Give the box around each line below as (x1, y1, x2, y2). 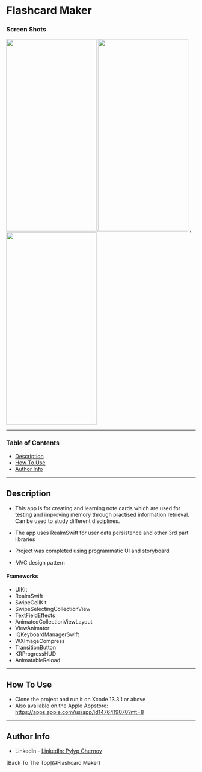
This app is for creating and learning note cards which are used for (14, 504, 181, 511)
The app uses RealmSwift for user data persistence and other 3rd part (14, 529, 189, 536)
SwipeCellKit (14, 598, 47, 606)
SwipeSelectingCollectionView (14, 605, 91, 612)
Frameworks (6, 572, 38, 580)
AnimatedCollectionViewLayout (14, 618, 93, 625)
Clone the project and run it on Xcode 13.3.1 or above (14, 695, 146, 703)
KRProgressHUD (14, 650, 57, 657)
